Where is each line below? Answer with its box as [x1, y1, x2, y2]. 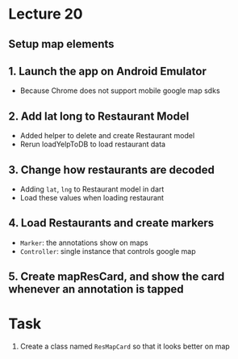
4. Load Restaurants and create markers [8, 216, 215, 230]
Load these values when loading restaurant [19, 193, 164, 203]
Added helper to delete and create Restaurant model [19, 131, 195, 141]
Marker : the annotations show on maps [19, 238, 148, 247]
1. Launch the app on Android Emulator [8, 64, 207, 78]
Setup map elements [8, 37, 115, 51]
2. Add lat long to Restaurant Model [8, 109, 190, 123]
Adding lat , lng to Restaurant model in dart [19, 184, 165, 194]
